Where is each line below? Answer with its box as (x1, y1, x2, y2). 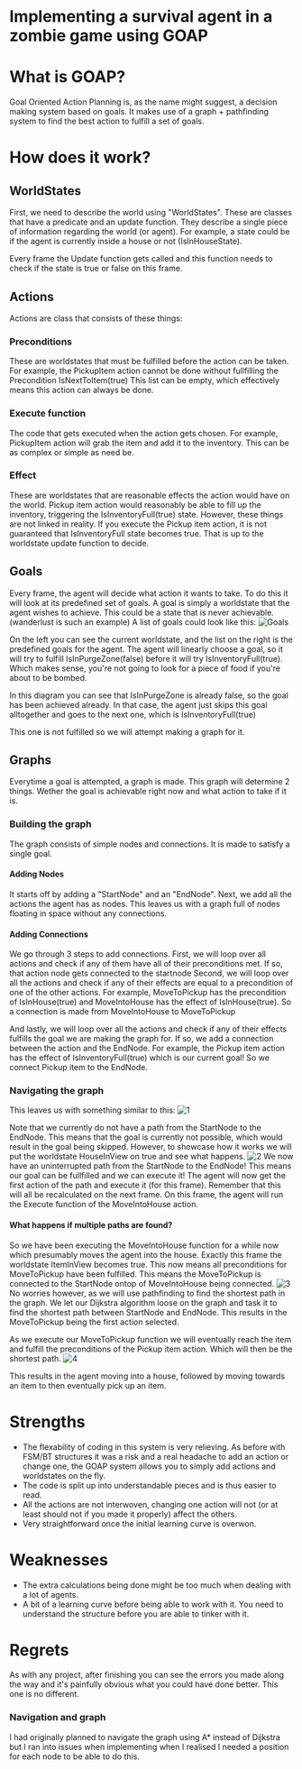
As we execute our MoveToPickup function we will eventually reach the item (9, 1334, 291, 1344)
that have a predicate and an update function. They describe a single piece (9, 216, 288, 227)
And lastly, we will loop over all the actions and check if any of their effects (9, 1023, 287, 1034)
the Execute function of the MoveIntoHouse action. (9, 1199, 198, 1210)
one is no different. (9, 1689, 79, 1700)
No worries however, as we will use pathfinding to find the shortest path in (9, 1288, 286, 1298)
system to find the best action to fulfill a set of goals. (9, 115, 205, 127)
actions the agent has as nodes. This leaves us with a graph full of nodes (9, 898, 281, 909)
